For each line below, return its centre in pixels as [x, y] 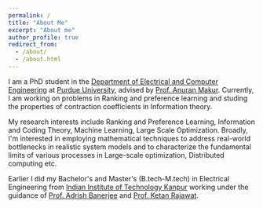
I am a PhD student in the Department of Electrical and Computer [113, 81]
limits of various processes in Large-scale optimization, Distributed [117, 155]
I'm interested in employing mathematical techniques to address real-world [130, 138]
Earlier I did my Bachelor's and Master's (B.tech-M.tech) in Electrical [119, 178]
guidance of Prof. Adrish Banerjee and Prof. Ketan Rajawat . [103, 195]
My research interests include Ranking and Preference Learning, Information [131, 122]
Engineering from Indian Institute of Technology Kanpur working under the [128, 187]
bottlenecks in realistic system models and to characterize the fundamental [130, 147]
